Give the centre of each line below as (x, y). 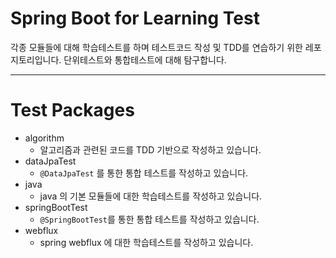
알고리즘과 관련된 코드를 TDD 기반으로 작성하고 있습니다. (150, 149)
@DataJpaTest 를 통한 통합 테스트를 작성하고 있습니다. (144, 173)
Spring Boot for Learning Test (135, 18)
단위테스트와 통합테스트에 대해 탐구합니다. (145, 59)
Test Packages (72, 110)
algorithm (44, 138)
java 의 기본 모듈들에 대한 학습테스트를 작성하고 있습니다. (151, 196)
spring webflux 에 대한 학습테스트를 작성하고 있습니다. (146, 242)
